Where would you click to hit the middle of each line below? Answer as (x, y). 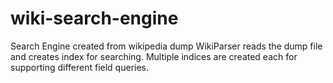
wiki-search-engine (94, 18)
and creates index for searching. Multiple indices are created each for (154, 56)
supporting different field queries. (80, 67)
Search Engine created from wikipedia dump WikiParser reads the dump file (166, 46)
